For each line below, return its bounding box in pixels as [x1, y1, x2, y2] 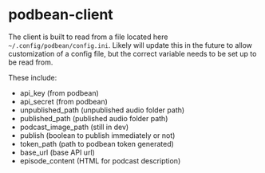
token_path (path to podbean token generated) [19, 139, 174, 148]
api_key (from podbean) [19, 88, 100, 97]
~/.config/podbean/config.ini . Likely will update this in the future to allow [8, 40, 253, 49]
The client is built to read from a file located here [8, 32, 168, 41]
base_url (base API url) [19, 147, 96, 157]
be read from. [8, 57, 53, 67]
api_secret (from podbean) [19, 96, 108, 106]
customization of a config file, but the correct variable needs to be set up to [8, 49, 257, 58]
